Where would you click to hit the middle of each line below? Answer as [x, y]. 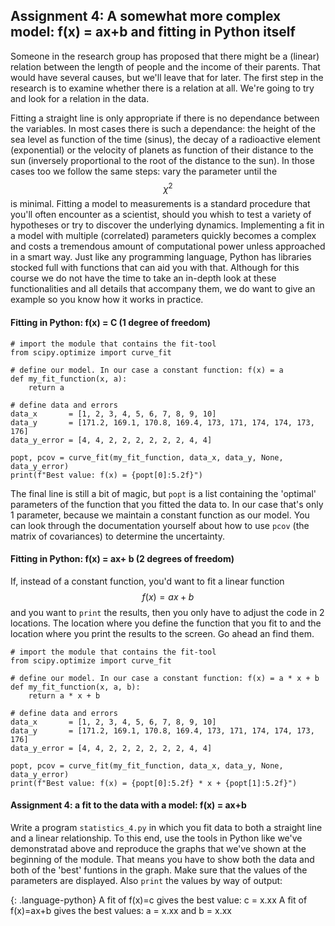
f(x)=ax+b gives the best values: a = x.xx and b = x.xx [121, 911]
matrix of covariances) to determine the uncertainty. [117, 536]
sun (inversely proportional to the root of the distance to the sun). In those [162, 160]
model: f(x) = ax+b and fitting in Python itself [153, 32]
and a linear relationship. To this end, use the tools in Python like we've [156, 838]
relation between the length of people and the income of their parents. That [165, 66]
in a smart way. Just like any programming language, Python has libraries [161, 257]
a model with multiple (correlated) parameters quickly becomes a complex [163, 236]
